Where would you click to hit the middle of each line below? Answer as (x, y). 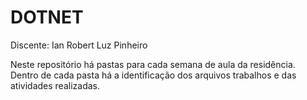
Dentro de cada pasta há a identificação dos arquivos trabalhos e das (153, 75)
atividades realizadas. (55, 85)
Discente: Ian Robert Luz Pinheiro (79, 45)
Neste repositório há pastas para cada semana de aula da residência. (153, 64)
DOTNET (47, 17)
